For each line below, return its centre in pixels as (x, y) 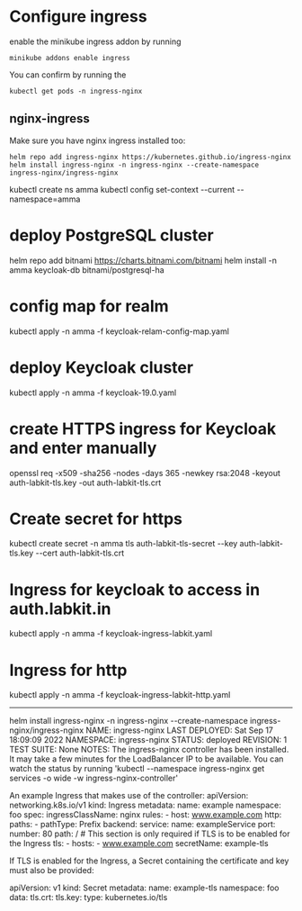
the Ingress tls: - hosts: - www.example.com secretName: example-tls (139, 843)
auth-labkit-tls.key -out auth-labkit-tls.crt (85, 483)
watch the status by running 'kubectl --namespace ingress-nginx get (137, 769)
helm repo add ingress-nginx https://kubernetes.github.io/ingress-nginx (151, 157)
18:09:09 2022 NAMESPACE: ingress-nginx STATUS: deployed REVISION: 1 (148, 740)
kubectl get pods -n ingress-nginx (76, 91)
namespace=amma (45, 199)
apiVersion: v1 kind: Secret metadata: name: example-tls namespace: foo (144, 888)
